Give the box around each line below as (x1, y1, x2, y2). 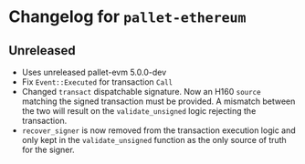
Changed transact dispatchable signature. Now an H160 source (21, 87, 261, 97)
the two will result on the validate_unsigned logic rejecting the (21, 106, 257, 116)
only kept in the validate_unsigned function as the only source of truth (21, 135, 287, 145)
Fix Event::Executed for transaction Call (21, 77, 174, 87)
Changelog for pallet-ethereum (8, 6, 247, 27)
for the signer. (21, 144, 75, 155)
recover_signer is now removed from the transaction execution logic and (21, 125, 296, 136)
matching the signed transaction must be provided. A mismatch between (21, 96, 296, 107)
